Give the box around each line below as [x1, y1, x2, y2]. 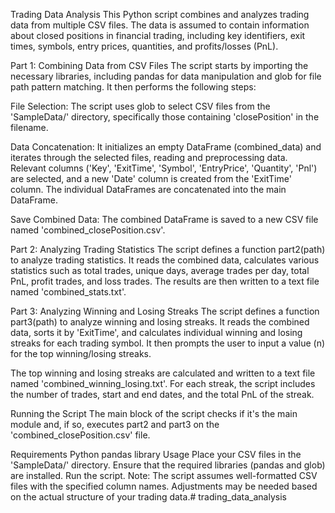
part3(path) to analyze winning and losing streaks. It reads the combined [10, 316, 310, 328]
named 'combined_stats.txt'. [10, 286, 127, 298]
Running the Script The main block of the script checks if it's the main [10, 408, 298, 419]
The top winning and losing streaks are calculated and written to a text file [10, 367, 316, 379]
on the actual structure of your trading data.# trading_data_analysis [10, 491, 287, 503]
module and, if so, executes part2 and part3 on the [10, 419, 220, 430]
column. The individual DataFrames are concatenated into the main [10, 184, 287, 195]
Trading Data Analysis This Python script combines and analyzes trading [10, 9, 310, 20]
